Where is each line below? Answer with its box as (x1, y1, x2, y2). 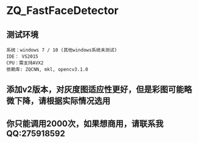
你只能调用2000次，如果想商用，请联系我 (6, 118, 164, 128)
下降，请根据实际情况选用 (14, 96, 111, 106)
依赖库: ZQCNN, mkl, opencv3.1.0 (6, 66, 88, 72)
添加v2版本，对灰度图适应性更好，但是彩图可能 (6, 85, 184, 95)
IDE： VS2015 (6, 54, 38, 60)
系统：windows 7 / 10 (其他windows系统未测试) (6, 47, 117, 53)
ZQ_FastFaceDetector (6, 4, 119, 18)
